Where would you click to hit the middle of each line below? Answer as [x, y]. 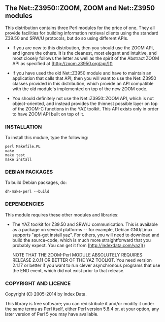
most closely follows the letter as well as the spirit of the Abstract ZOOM [85, 58]
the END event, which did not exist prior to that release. [68, 270]
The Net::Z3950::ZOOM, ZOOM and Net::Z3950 [80, 8]
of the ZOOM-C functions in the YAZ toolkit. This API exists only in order [85, 108]
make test [15, 155]
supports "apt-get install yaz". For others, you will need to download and [86, 235]
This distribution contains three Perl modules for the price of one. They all [80, 28]
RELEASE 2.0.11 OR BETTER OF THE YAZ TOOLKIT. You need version [82, 260]
